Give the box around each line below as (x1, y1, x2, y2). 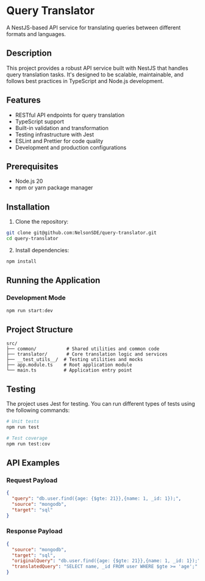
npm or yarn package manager (15, 184, 93, 191)
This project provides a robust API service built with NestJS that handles (6, 64, 189, 71)
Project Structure (6, 324, 73, 335)
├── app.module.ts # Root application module (6, 362, 132, 368)
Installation (6, 202, 50, 212)
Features (6, 95, 41, 106)
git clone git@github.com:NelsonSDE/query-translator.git (6, 230, 157, 236)
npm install (6, 258, 37, 265)
